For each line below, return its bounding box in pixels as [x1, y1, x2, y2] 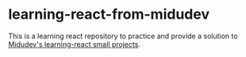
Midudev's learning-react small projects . [8, 39, 141, 48]
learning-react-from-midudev [8, 5, 210, 23]
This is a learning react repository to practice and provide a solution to [8, 31, 238, 41]
